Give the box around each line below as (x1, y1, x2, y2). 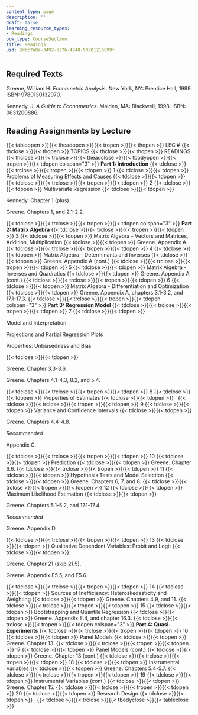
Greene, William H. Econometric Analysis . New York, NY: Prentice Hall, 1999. (6, 85, 193, 92)
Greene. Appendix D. (6, 525, 57, 532)
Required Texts (6, 69, 63, 79)
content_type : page (6, 8, 54, 15)
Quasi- (153, 621, 171, 628)
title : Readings (6, 42, 46, 48)
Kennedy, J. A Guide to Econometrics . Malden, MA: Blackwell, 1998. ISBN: (6, 102, 186, 109)
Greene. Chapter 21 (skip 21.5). (6, 560, 82, 568)
